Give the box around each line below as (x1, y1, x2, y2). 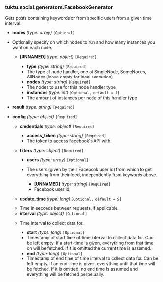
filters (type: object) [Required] (19, 148, 84, 154)
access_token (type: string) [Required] (26, 133, 106, 139)
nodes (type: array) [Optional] (12, 30, 75, 36)
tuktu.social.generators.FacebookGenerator (5, 4, 113, 11)
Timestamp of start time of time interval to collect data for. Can (26, 235, 154, 241)
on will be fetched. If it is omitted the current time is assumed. (26, 245, 152, 251)
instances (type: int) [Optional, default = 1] (26, 90, 120, 96)
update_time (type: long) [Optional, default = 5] (19, 196, 122, 202)
